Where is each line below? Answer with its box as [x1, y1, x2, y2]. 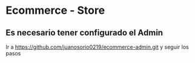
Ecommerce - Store [5, 4, 105, 17]
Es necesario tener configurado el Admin [5, 28, 164, 38]
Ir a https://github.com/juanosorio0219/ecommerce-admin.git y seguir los [5, 43, 189, 50]
